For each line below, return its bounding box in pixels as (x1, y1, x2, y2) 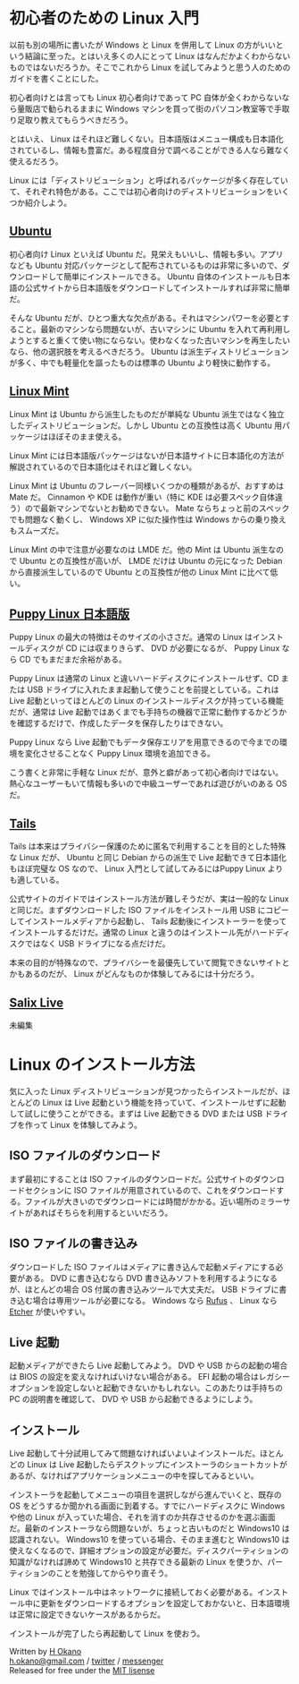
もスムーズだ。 (9, 525, 64, 535)
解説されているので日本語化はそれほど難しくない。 (9, 461, 197, 472)
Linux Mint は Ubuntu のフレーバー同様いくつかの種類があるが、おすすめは (9, 480, 285, 491)
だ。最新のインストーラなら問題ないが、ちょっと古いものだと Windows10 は (9, 1523, 290, 1534)
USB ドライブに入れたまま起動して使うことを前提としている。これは (26, 684, 279, 695)
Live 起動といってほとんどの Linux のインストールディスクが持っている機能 (9, 696, 284, 706)
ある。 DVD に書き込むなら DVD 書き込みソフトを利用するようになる (24, 1272, 278, 1283)
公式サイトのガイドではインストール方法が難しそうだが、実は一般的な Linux (9, 893, 289, 904)
